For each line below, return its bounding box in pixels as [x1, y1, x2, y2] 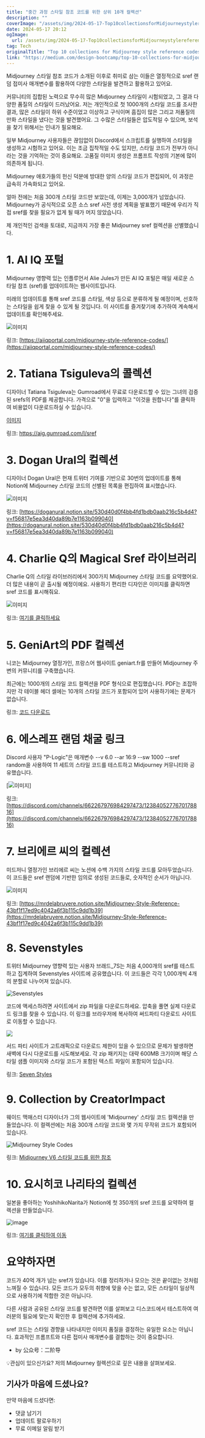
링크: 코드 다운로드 [6, 708, 51, 716]
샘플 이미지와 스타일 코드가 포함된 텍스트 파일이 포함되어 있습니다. [17, 1058, 174, 1065]
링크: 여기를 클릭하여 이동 [6, 1232, 67, 1238]
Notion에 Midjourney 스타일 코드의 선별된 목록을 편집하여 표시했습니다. [6, 482, 177, 490]
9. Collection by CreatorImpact [6, 1092, 166, 1107]
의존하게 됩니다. [6, 159, 45, 167]
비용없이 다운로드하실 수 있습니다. [12, 403, 93, 411]
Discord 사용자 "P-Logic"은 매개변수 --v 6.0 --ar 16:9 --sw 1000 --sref [6, 754, 180, 761]
